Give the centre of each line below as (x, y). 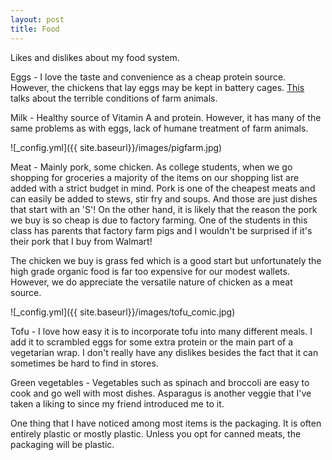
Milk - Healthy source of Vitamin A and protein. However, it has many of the (166, 117)
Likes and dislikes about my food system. (95, 57)
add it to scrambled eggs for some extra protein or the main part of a (152, 342)
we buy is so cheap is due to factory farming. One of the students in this (159, 220)
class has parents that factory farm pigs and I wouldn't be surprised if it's (161, 230)
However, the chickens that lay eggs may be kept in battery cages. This (157, 87)
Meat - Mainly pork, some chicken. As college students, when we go (151, 167)
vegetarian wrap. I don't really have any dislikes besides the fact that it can (164, 352)
